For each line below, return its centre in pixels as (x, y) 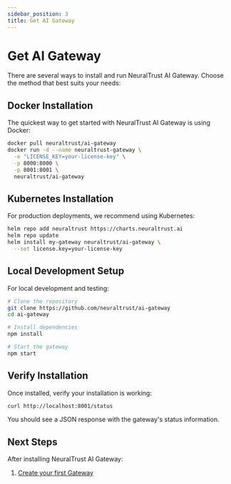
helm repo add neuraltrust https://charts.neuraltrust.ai (95, 229)
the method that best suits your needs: (64, 83)
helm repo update (33, 236)
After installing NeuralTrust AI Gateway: (65, 459)
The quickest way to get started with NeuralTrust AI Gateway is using (109, 123)
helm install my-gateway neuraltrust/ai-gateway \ (84, 242)
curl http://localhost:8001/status (60, 406)
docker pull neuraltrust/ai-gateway (62, 143)
